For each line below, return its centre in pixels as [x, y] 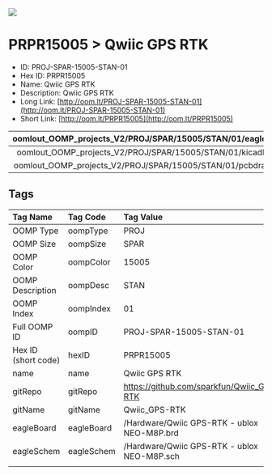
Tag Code [87, 217]
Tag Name [32, 217]
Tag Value [143, 217]
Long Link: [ [40, 101]
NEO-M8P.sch [152, 456]
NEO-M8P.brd [151, 433]
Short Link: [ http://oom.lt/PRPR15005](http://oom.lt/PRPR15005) [126, 118]
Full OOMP [33, 326]
